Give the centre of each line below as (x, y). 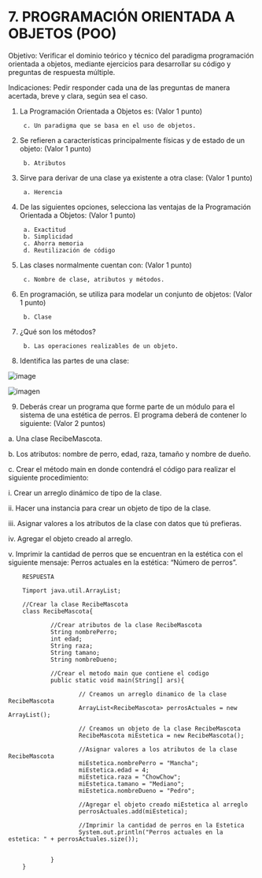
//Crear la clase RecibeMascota (75, 604)
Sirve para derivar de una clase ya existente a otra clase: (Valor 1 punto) (136, 177)
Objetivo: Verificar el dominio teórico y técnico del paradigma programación (131, 55)
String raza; (71, 646)
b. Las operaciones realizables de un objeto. (101, 346)
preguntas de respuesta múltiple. (62, 72)
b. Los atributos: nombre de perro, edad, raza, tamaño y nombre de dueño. (130, 454)
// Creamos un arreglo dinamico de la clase (152, 694)
